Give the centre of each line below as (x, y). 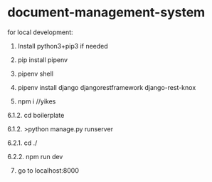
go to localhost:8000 (48, 170)
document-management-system (106, 12)
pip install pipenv (43, 60)
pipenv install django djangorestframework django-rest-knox (107, 87)
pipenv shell (35, 74)
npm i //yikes (37, 101)
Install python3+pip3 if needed (63, 46)
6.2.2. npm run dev (35, 156)
